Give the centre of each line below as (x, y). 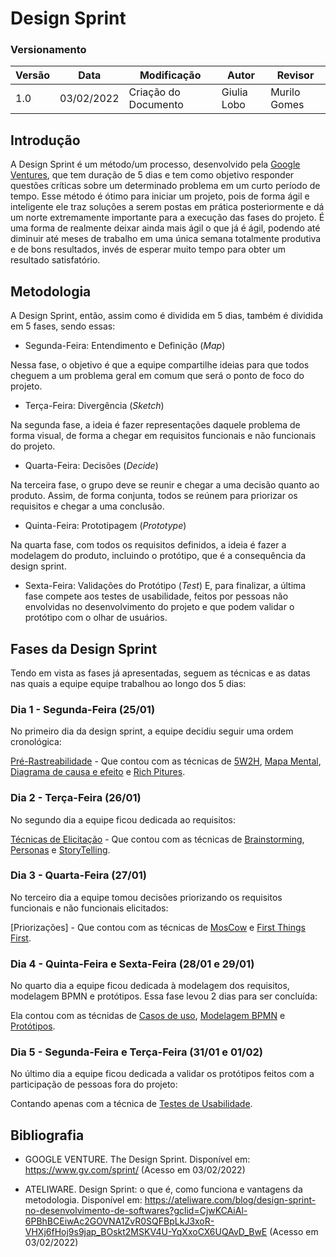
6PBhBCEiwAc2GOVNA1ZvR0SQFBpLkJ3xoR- (119, 1221)
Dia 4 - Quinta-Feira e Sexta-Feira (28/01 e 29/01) (132, 964)
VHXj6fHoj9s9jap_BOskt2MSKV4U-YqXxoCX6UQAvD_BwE (146, 1232)
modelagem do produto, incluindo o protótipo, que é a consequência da (158, 556)
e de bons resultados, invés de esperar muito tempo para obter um (148, 249)
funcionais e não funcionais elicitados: (89, 908)
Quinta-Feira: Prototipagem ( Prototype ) (105, 526)
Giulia (234, 92)
